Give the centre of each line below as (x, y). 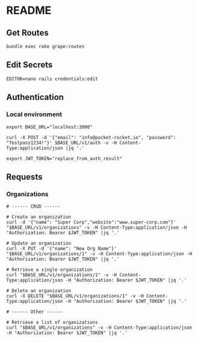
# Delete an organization (39, 291)
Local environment (34, 114)
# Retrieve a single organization (50, 270)
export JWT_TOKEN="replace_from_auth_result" (64, 158)
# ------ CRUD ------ (33, 207)
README (29, 11)
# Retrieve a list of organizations (52, 323)
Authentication (35, 97)
